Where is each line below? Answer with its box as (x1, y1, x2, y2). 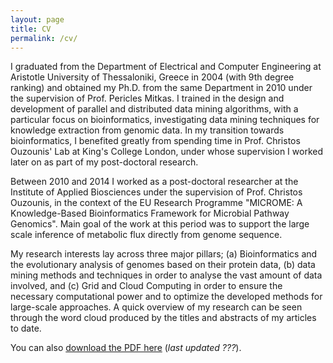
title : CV (10, 24, 52, 34)
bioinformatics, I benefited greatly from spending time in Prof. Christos (10, 135, 301, 147)
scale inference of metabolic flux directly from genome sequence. (10, 229, 283, 241)
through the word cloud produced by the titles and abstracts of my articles (10, 312, 317, 324)
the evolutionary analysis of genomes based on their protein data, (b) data (10, 259, 316, 271)
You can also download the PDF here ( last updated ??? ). (10, 342, 242, 354)
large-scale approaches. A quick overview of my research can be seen (10, 301, 303, 313)
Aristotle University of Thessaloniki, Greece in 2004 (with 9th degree (10, 71, 295, 83)
